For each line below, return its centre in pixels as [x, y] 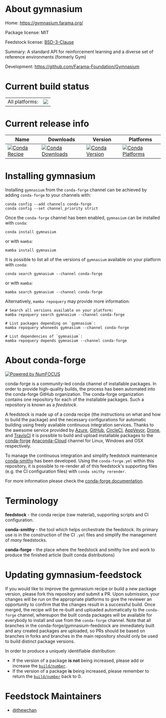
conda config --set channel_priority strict [52, 208]
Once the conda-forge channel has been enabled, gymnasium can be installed [83, 218]
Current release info [47, 124]
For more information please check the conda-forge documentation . [75, 481]
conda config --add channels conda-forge [48, 204]
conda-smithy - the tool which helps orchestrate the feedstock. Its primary [82, 529]
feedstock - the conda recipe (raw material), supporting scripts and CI [77, 514]
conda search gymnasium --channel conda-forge [54, 274]
